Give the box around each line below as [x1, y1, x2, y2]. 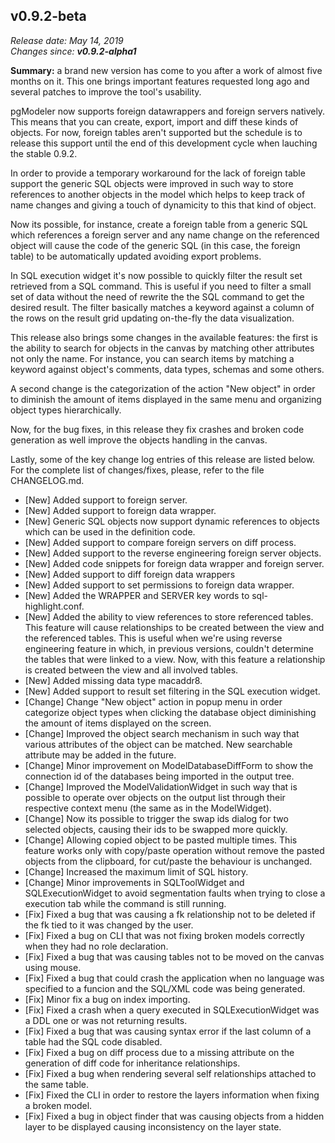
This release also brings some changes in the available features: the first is [10, 331, 318, 343]
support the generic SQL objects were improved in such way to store [10, 177, 294, 189]
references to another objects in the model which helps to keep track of [10, 188, 306, 200]
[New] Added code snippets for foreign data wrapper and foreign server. [24, 557, 325, 569]
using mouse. [24, 961, 82, 973]
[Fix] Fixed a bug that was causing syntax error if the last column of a [24, 1025, 312, 1037]
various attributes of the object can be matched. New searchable [24, 738, 293, 750]
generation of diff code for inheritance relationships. [24, 1057, 241, 1069]
